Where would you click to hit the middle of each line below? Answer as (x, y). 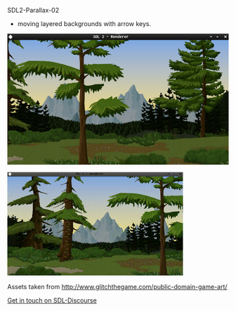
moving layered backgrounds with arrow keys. (84, 24)
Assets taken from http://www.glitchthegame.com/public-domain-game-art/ (117, 286)
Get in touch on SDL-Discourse (52, 300)
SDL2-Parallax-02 (33, 10)
